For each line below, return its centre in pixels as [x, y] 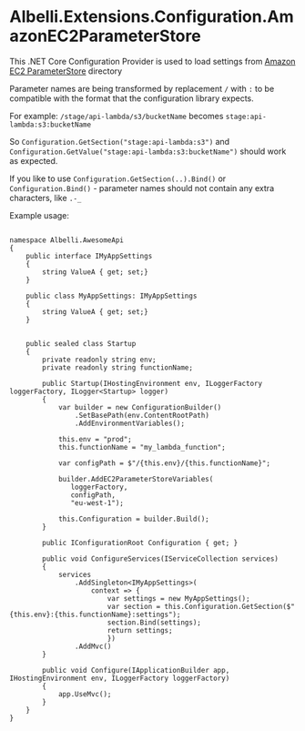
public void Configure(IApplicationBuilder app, [136, 670]
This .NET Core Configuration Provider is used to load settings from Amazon [152, 61]
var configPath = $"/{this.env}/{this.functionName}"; [164, 463]
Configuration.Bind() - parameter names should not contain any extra [142, 188]
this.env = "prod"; [95, 439]
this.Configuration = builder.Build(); [133, 519]
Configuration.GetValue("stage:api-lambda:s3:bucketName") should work [148, 151]
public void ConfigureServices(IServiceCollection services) [161, 558]
